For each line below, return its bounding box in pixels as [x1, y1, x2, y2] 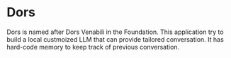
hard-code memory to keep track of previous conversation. [6, 42, 180, 51]
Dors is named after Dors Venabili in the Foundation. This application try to [6, 28, 224, 36]
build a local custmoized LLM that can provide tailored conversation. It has [6, 35, 224, 43]
